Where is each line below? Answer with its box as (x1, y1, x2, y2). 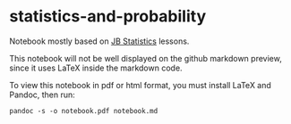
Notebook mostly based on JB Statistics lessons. (9, 36, 190, 46)
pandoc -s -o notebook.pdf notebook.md (9, 106, 158, 115)
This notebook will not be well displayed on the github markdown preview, (9, 53, 282, 63)
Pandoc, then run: (9, 89, 76, 100)
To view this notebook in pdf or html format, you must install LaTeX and (9, 79, 271, 90)
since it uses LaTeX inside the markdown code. (9, 62, 183, 73)
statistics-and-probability (9, 6, 207, 27)
